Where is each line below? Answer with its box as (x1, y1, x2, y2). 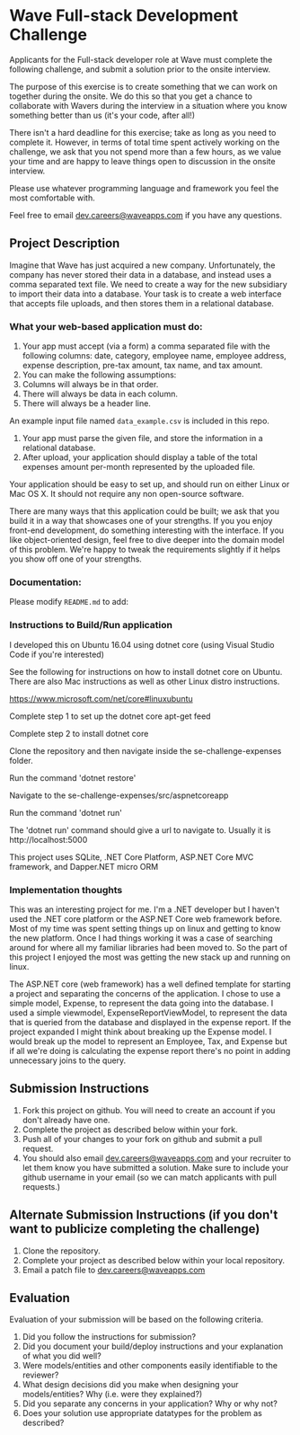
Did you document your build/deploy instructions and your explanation (22, 1341, 284, 1352)
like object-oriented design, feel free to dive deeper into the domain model (9, 535, 285, 545)
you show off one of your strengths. (9, 554, 142, 564)
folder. (9, 755, 33, 766)
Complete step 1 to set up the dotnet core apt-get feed (9, 711, 211, 722)
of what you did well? (22, 1351, 101, 1361)
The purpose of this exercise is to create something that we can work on (9, 81, 278, 92)
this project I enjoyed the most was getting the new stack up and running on (9, 952, 291, 962)
